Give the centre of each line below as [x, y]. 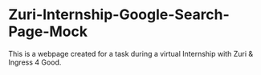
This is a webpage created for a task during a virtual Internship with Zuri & [131, 53]
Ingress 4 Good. [35, 62]
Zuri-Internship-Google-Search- [119, 15]
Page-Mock [48, 32]
